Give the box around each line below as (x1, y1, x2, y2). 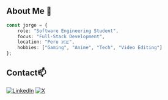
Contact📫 (6, 68, 47, 78)
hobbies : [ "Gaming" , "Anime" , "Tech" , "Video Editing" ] (17, 45, 163, 51)
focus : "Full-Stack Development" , (17, 33, 105, 39)
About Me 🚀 (6, 6, 52, 16)
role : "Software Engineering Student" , (17, 28, 119, 34)
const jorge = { (6, 22, 48, 28)
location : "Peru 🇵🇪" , (17, 39, 75, 45)
